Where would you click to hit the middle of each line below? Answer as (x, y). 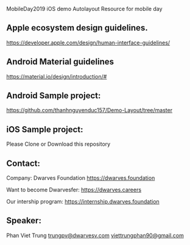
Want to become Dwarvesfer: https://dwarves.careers (74, 190)
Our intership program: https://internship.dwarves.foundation (83, 202)
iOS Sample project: (45, 130)
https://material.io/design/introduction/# (57, 76)
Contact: (23, 163)
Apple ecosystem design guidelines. (77, 28)
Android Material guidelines (60, 62)
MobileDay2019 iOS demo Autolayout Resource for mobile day (84, 9)
